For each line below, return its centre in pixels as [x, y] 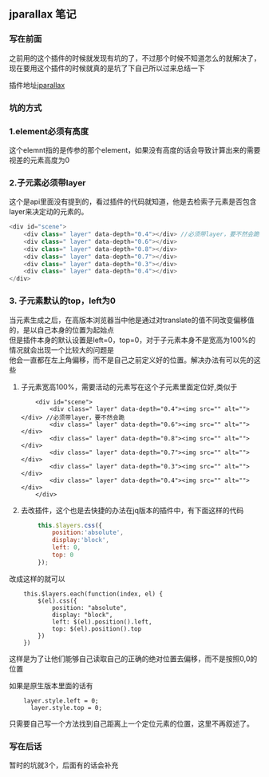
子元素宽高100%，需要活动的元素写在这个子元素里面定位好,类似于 [129, 387]
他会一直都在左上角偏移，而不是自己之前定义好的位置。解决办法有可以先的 [131, 360]
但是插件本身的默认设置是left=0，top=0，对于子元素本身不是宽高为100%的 [133, 340]
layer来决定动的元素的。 [49, 212]
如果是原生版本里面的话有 [51, 685]
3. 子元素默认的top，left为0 [63, 301]
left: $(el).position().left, [102, 622]
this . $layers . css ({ [70, 525]
